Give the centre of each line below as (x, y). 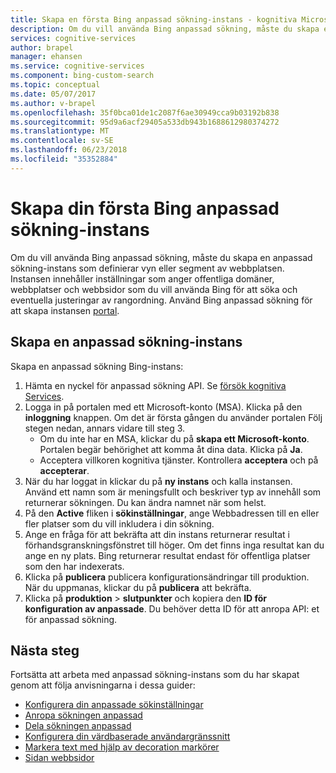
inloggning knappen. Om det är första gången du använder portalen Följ (173, 417)
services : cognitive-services (73, 38)
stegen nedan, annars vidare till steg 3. (105, 428)
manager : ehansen (46, 57)
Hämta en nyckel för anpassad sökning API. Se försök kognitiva (155, 385)
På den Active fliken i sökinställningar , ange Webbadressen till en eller (172, 513)
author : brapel (42, 47)
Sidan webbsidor (59, 758)
